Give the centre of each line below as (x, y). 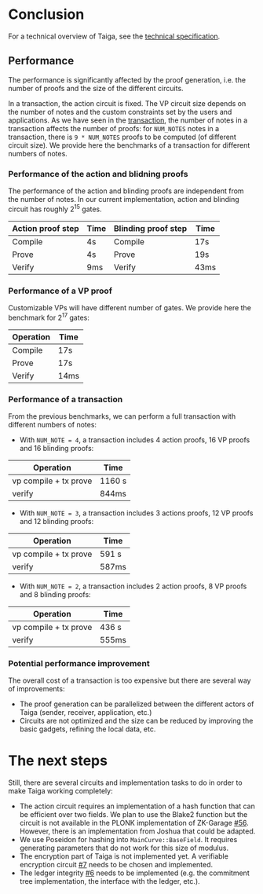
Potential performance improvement (79, 663)
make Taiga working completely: (60, 791)
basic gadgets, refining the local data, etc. (88, 729)
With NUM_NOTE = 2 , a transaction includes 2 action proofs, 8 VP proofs (133, 586)
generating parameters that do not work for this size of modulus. (124, 848)
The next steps (58, 761)
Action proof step (46, 228)
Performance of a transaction (66, 399)
